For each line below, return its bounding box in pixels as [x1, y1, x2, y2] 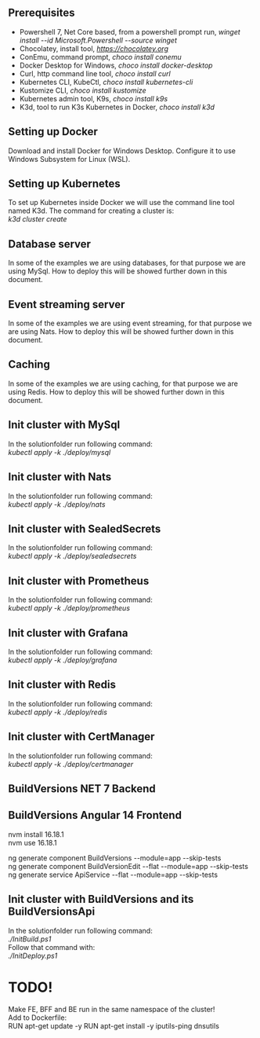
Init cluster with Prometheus [8, 574, 150, 588]
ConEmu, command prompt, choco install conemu [19, 52, 182, 61]
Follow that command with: [8, 942, 96, 952]
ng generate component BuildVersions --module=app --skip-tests [8, 853, 222, 863]
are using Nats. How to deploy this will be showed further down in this [8, 327, 234, 336]
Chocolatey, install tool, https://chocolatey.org [19, 43, 168, 53]
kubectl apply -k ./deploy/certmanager [8, 759, 134, 768]
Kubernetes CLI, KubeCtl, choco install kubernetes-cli [19, 77, 193, 86]
